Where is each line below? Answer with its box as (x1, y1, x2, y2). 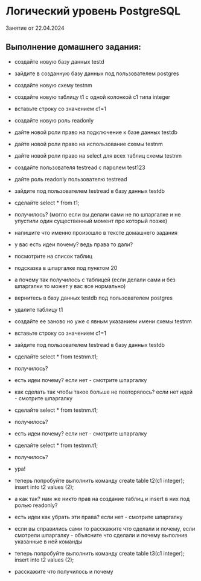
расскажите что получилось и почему (14, 568, 113, 575)
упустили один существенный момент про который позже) (14, 217, 168, 224)
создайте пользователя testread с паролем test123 (14, 164, 145, 171)
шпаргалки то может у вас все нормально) (14, 282, 126, 289)
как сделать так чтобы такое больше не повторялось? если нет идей (14, 388, 193, 395)
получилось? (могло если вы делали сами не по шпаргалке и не (14, 210, 181, 218)
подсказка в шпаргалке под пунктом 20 (14, 264, 118, 271)
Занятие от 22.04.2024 (5, 24, 65, 32)
